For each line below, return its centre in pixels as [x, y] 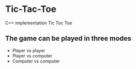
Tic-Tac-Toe [31, 9]
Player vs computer [32, 56]
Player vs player [29, 50]
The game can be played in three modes [68, 38]
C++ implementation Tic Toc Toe [39, 23]
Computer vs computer [36, 61]
